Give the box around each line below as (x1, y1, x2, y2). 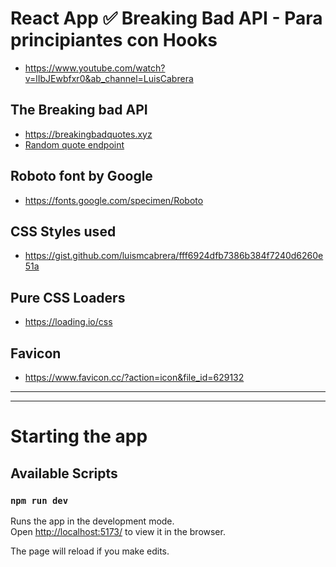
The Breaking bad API (10, 102, 148, 119)
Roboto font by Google (10, 168, 153, 185)
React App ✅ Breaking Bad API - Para (10, 7, 323, 30)
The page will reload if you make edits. (10, 545, 170, 557)
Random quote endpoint (24, 138, 125, 151)
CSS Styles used (10, 223, 117, 240)
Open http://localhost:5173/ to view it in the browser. (10, 525, 226, 537)
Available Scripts (10, 465, 118, 482)
